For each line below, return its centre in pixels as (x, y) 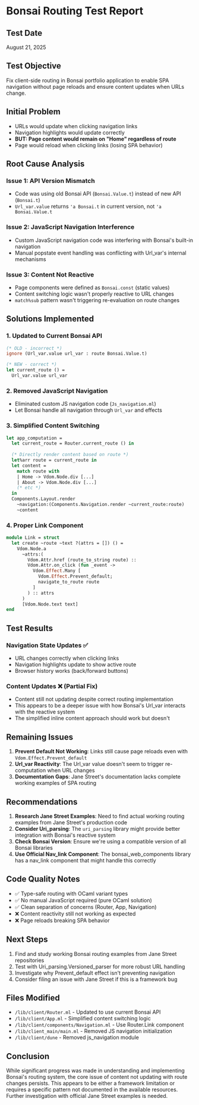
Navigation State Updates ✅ (47, 645)
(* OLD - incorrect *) (34, 348)
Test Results (30, 628)
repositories (29, 960)
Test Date (24, 33)
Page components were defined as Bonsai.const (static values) (92, 287)
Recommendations (42, 802)
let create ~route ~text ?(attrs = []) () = (67, 543)
